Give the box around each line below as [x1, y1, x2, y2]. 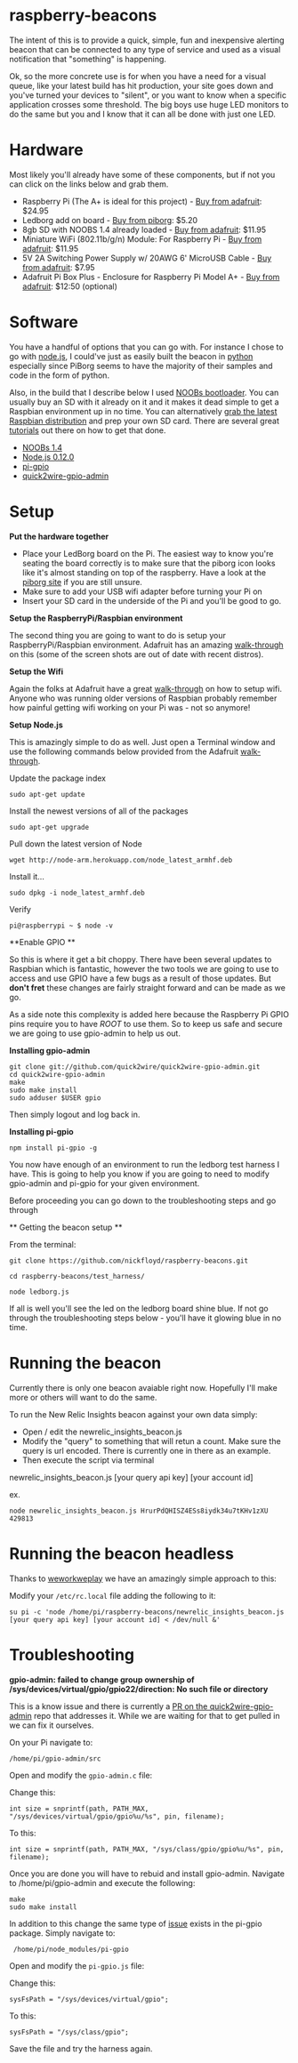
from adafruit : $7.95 [21, 261, 95, 272]
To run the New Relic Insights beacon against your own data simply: [9, 1409, 258, 1419]
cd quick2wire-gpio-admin [9, 1070, 105, 1079]
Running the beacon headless [9, 1544, 234, 1563]
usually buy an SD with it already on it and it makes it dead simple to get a [9, 397, 279, 407]
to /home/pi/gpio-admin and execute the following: [9, 1877, 196, 1888]
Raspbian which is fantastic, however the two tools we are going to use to [9, 963, 279, 974]
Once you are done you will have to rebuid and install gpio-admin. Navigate [9, 1868, 285, 1879]
